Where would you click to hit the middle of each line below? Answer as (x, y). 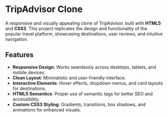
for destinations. (29, 88)
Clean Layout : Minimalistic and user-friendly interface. (69, 78)
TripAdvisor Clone (44, 9)
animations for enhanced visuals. (47, 109)
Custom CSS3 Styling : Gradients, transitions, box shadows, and (79, 104)
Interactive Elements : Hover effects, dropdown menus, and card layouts (88, 83)
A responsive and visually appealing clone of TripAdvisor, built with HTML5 (83, 23)
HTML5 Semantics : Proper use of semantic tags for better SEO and (82, 93)
